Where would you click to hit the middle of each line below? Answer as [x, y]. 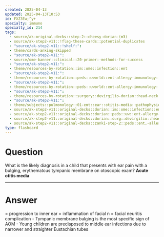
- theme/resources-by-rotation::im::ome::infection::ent [69, 69]
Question [24, 152]
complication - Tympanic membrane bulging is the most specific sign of [77, 219]
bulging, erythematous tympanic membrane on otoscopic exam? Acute [77, 171]
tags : [10, 32]
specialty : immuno [24, 23]
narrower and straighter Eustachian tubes [47, 229]
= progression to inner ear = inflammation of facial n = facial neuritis [74, 214]
